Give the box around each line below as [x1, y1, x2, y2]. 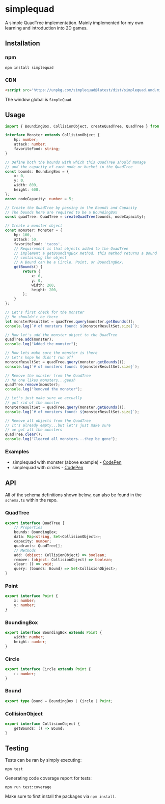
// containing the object [14, 255, 67, 260]
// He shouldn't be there [5, 314, 58, 319]
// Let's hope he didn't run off [5, 355, 74, 360]
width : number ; [14, 634, 45, 640]
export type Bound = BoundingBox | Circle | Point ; [5, 698, 113, 704]
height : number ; [14, 639, 48, 644]
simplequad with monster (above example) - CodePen [12, 459, 122, 465]
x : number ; [14, 598, 36, 603]
